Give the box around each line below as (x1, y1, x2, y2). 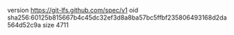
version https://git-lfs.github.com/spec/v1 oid (7, 6, 139, 14)
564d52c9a (7, 21, 41, 29)
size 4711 (42, 21, 69, 29)
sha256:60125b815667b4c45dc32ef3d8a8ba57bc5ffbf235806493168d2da (7, 13, 227, 22)
